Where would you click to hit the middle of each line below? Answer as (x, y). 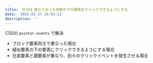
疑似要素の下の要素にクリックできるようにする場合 (63, 50)
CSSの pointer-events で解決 (34, 33)
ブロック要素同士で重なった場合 (44, 43)
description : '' (21, 19)
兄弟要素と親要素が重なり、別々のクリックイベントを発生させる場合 (80, 56)
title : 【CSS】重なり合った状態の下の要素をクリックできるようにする (67, 10)
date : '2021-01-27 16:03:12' (34, 14)
